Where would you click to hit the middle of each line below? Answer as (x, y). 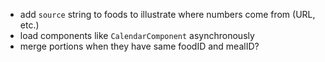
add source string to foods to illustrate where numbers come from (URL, (167, 14)
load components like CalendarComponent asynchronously (137, 35)
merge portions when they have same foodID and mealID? (139, 46)
